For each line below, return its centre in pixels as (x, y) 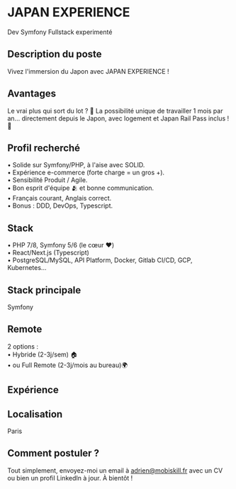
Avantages (32, 94)
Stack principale (44, 290)
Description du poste (55, 54)
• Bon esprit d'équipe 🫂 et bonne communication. (81, 188)
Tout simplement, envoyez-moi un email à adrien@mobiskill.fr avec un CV (115, 470)
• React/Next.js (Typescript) (49, 253)
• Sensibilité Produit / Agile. (47, 180)
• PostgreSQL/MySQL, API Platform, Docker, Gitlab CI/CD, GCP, (100, 260)
